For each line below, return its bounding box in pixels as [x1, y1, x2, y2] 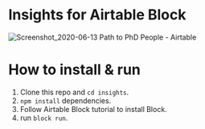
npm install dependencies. [19, 95, 112, 106]
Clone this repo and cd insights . [19, 87, 129, 97]
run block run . [19, 113, 68, 123]
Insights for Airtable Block [8, 6, 187, 24]
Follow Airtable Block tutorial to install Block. [19, 104, 167, 114]
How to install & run [8, 60, 141, 79]
